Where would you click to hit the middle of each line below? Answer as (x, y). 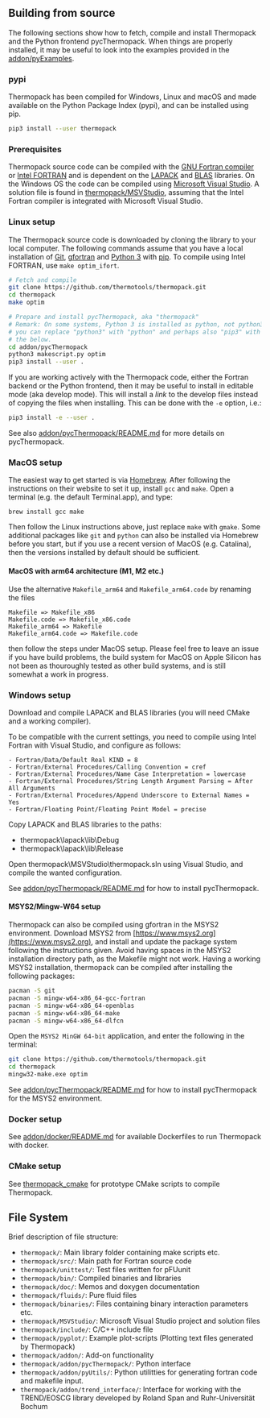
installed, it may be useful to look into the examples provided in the (119, 50)
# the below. (30, 339)
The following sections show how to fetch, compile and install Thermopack (132, 32)
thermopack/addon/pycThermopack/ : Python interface (105, 1364)
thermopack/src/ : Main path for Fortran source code (106, 1261)
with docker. (29, 1145)
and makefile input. (52, 1381)
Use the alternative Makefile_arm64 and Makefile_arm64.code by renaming (130, 589)
